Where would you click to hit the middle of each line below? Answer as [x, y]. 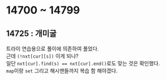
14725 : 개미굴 [31, 33]
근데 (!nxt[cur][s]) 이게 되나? [42, 56]
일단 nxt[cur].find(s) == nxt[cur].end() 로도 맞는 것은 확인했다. [83, 63]
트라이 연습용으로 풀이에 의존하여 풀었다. [52, 49]
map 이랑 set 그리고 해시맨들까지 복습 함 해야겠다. [62, 71]
